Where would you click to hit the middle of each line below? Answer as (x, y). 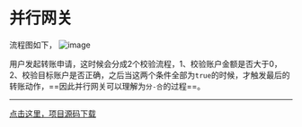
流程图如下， (33, 45)
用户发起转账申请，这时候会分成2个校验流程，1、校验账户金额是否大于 (139, 63)
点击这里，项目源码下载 (53, 114)
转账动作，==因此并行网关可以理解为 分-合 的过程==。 (107, 86)
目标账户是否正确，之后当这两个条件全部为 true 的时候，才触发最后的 (164, 75)
